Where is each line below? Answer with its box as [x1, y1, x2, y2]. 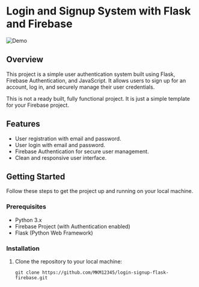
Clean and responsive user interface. [14, 154, 107, 161]
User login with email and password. [14, 141, 105, 148]
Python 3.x [14, 216, 42, 224]
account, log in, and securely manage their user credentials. [6, 83, 155, 90]
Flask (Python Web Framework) [14, 229, 93, 236]
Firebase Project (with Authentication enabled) [14, 222, 130, 230]
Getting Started [6, 171, 66, 181]
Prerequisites [6, 203, 46, 211]
